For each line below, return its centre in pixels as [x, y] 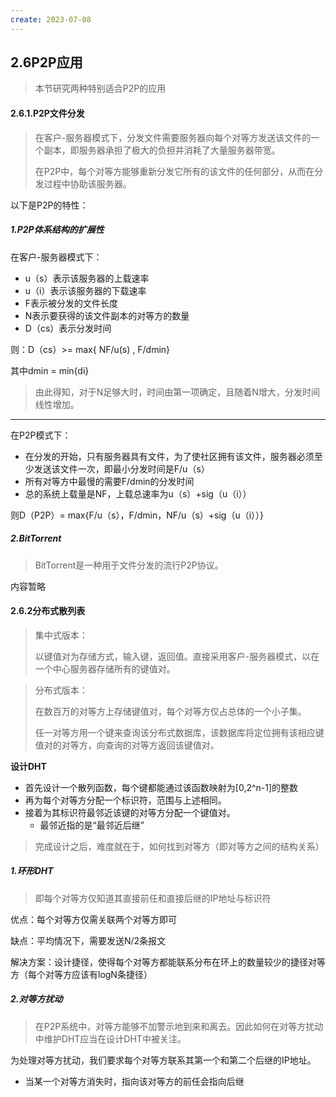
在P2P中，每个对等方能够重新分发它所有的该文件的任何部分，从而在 [174, 171]
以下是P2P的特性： [49, 205]
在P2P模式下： [41, 435]
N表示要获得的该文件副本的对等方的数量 [107, 315]
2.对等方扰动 [36, 999]
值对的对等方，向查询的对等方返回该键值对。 [127, 745]
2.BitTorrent [36, 538]
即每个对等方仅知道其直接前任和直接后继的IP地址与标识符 [153, 898]
